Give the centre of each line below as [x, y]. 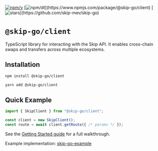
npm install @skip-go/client [35, 76]
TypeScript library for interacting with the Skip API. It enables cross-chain [79, 44]
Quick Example [29, 100]
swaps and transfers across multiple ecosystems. [55, 49]
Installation [23, 65]
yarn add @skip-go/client [31, 85]
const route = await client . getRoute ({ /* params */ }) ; [64, 125]
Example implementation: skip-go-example [48, 143]
